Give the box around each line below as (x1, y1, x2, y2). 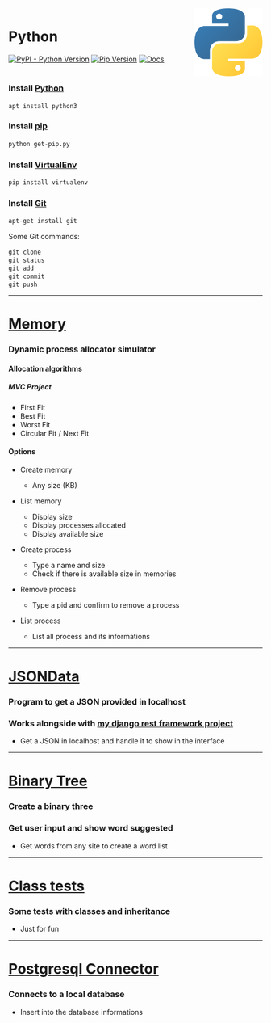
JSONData (8, 667, 80, 686)
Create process (19, 545, 72, 554)
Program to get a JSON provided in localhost (8, 697, 186, 707)
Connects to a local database (8, 989, 125, 1000)
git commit (8, 272, 45, 281)
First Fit (19, 402, 46, 412)
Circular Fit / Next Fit (19, 428, 90, 438)
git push (8, 280, 38, 289)
